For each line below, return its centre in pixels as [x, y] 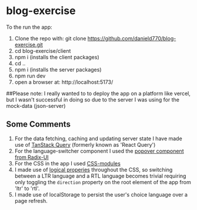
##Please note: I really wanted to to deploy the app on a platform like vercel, [98, 93]
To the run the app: [29, 27]
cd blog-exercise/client [43, 50]
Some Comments [38, 124]
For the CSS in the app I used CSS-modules [67, 163]
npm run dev [30, 76]
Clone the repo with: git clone [50, 38]
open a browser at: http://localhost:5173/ [64, 82]
